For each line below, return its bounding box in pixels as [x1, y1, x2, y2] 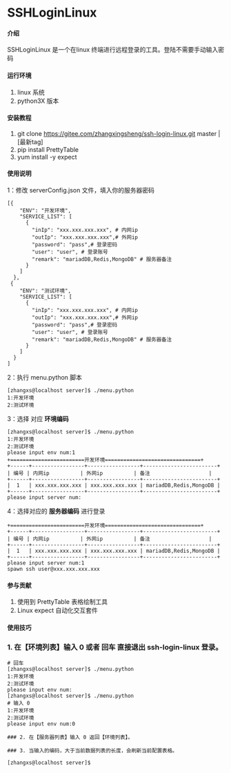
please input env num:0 [7, 721, 76, 727]
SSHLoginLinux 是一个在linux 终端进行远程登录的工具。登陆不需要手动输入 [7, 46, 219, 54]
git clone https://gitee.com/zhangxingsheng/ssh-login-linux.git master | [17, 129, 221, 137]
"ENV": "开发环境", [19, 207, 71, 214]
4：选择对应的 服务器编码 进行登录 [7, 507, 106, 515]
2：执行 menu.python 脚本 [7, 373, 83, 381]
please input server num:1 [7, 560, 85, 567]
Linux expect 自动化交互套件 [17, 606, 98, 615]
